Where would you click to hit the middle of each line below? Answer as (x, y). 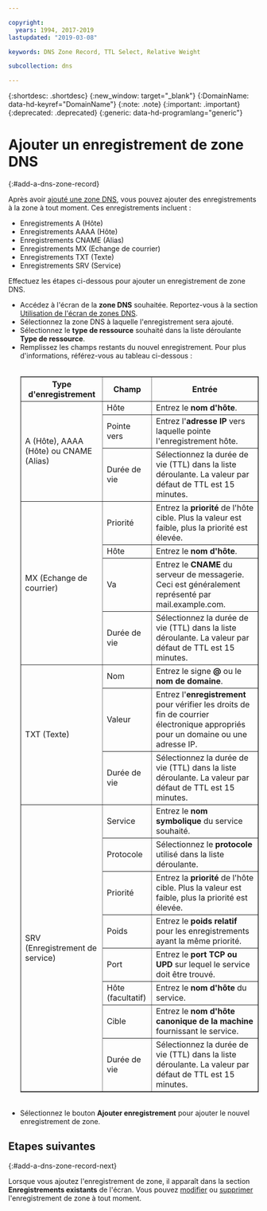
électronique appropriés (201, 724)
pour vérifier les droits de (203, 704)
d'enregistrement (62, 394)
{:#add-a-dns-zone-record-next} (63, 1166)
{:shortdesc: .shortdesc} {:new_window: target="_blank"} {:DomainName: (129, 96)
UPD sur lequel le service (203, 965)
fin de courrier (183, 715)
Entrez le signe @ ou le (199, 672)
